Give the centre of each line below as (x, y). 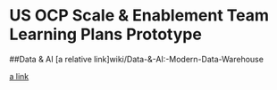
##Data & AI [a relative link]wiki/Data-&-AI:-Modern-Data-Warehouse (136, 59)
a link (19, 76)
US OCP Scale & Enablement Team (139, 16)
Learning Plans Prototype (106, 34)
